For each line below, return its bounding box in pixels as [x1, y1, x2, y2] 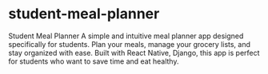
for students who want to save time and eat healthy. [8, 56, 179, 66]
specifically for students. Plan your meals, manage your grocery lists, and [8, 39, 250, 49]
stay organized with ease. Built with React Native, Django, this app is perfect [8, 48, 260, 57]
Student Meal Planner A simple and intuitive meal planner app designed [8, 31, 244, 41]
